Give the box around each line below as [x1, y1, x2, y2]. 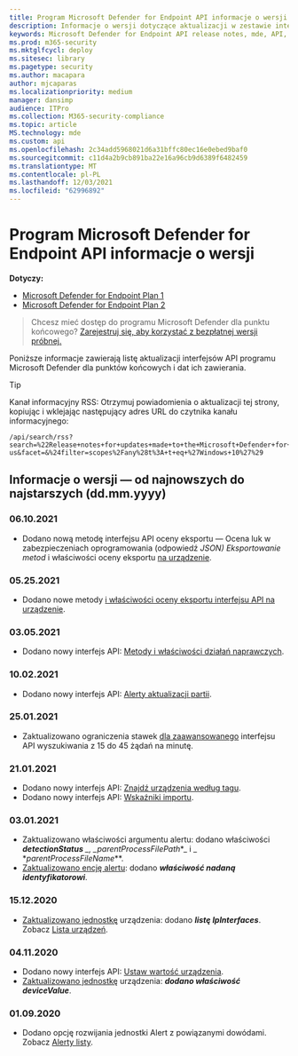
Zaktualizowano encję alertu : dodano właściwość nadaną [21, 862, 236, 873]
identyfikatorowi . [21, 872, 88, 883]
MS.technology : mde [9, 129, 82, 138]
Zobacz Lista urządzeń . [21, 924, 108, 934]
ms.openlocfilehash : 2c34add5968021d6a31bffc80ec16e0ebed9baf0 [9, 145, 248, 154]
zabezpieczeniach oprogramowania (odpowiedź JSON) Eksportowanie [21, 543, 281, 553]
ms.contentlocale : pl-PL [9, 170, 101, 179]
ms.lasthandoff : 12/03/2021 [9, 179, 114, 187]
